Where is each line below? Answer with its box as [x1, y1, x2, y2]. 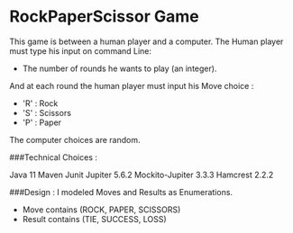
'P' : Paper [22, 117, 61, 128]
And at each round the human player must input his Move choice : [9, 80, 254, 91]
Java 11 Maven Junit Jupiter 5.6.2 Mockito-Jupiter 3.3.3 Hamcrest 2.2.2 [9, 169, 274, 180]
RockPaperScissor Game [9, 6, 200, 27]
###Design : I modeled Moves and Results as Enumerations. [9, 186, 233, 197]
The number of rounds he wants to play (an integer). [22, 63, 217, 74]
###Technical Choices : [9, 151, 97, 163]
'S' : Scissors [22, 107, 72, 118]
